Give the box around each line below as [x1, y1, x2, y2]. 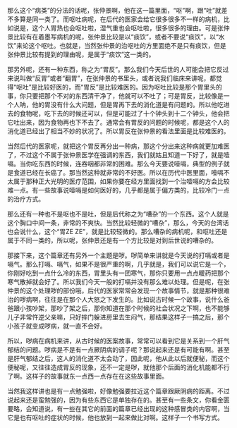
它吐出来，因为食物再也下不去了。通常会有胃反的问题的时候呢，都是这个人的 [7, 118, 230, 126]
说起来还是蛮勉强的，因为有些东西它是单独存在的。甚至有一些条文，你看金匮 [7, 396, 230, 404]
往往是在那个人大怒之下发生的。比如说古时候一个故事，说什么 [44, 295, 224, 303]
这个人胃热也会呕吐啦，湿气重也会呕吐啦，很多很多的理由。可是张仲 [31, 24, 230, 32]
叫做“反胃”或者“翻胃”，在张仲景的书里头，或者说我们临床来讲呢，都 [19, 74, 217, 82]
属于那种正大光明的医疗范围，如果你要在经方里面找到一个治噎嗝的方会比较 [13, 177, 230, 185]
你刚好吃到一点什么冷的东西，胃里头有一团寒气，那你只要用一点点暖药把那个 [7, 269, 230, 277]
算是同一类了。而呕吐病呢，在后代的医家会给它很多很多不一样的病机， [19, 15, 224, 23]
